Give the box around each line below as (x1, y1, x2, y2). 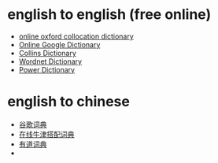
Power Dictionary (18, 65, 76, 74)
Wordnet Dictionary (18, 57, 83, 66)
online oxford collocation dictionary (18, 31, 135, 41)
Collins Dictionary (18, 48, 76, 57)
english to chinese (7, 93, 131, 111)
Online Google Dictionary (18, 39, 101, 49)
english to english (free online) (7, 6, 212, 24)
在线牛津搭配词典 (18, 129, 75, 139)
